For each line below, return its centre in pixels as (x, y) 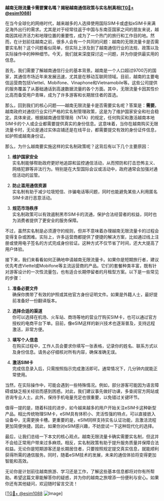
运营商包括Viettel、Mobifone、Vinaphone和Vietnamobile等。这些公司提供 (83, 83)
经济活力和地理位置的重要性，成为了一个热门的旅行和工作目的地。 (84, 36)
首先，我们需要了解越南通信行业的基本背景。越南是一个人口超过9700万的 (79, 70)
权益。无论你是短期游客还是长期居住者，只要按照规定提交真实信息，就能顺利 (82, 449)
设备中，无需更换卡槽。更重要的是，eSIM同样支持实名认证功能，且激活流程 (81, 420)
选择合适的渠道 (27, 311)
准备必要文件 (25, 288)
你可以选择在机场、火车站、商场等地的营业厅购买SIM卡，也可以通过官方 (84, 317)
